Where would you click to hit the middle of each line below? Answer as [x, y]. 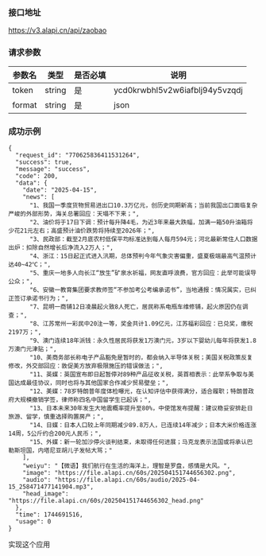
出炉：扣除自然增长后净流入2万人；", [61, 247]
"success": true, [44, 162]
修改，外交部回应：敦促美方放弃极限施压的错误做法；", [86, 366]
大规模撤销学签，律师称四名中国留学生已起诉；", [83, 399]
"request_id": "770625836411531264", [78, 155]
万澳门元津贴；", [33, 349]
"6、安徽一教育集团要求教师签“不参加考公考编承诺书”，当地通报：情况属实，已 [140, 290]
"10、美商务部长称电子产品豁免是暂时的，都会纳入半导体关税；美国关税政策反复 [141, 357]
